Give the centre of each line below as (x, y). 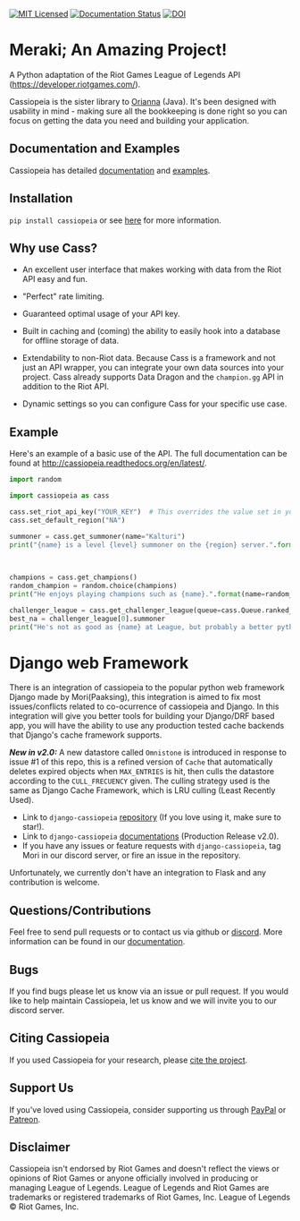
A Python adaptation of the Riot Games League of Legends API (125, 74)
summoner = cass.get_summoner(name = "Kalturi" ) (97, 536)
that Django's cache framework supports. (86, 735)
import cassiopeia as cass (59, 496)
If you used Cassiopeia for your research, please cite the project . (129, 1060)
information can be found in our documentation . (97, 942)
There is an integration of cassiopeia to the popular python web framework (147, 687)
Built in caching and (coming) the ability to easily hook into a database (151, 331)
